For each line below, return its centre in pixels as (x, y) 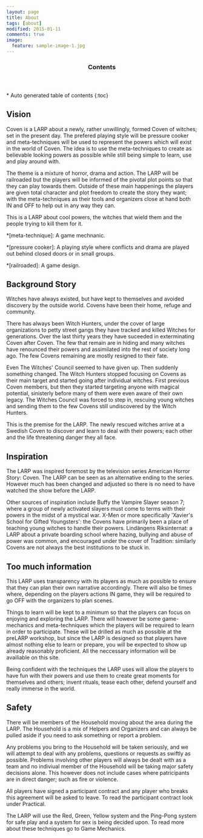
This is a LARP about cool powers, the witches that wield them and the (94, 217)
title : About (23, 18)
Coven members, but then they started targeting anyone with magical (93, 387)
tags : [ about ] (24, 23)
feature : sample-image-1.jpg (48, 46)
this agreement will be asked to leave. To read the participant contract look (100, 797)
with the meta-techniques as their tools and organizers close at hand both (98, 199)
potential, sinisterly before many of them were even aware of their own (95, 393)
